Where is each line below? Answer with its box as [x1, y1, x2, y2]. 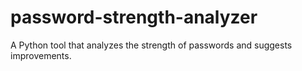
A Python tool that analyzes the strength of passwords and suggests [10, 39, 293, 51]
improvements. [10, 49, 72, 61]
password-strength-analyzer [10, 6, 258, 29]
